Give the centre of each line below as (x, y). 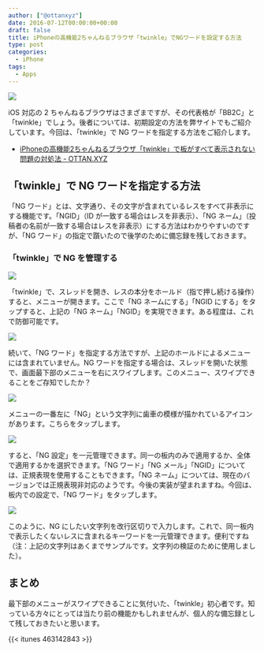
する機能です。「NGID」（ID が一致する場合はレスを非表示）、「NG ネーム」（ (129, 216)
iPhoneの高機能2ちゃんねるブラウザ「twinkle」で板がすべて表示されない (138, 149)
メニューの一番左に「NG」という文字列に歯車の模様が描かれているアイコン (130, 414)
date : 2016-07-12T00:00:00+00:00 (63, 23)
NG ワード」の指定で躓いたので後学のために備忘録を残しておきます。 (138, 236)
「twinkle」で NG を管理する (63, 259)
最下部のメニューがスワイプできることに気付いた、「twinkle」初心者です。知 (132, 603)
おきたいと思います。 (69, 623)
